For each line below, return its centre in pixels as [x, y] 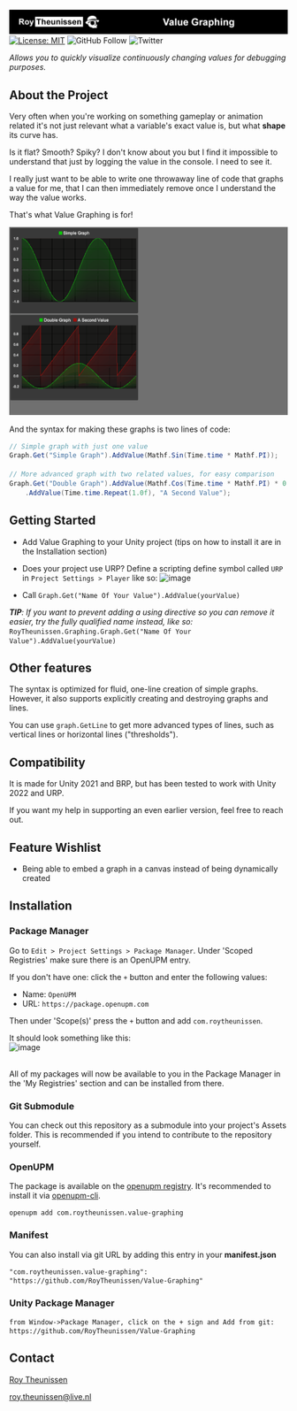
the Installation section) [65, 551]
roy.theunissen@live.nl [50, 1396]
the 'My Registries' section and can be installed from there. [117, 1083]
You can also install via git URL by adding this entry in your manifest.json [143, 1254]
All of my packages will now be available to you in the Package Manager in [145, 1074]
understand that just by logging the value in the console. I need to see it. [141, 162]
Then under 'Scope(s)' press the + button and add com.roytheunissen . [136, 1020]
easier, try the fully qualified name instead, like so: [101, 621]
